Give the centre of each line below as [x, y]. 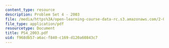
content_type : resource [30, 10]
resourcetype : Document [30, 28]
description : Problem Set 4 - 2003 [43, 14]
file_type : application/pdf [35, 24]
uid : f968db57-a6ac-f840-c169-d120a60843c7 [52, 38]
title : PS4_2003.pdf [27, 33]
